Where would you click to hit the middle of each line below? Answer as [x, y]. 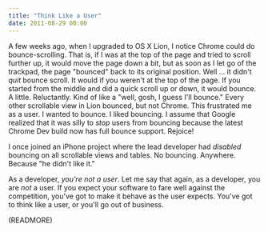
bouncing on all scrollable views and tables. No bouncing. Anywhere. [122, 155]
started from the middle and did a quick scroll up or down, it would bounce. [132, 88]
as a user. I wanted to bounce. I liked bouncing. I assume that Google [122, 114]
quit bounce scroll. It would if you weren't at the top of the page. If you [125, 80]
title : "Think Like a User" [55, 16]
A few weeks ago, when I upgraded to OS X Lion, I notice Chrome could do [132, 46]
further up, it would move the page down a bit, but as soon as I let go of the [133, 63]
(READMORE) [31, 220]
